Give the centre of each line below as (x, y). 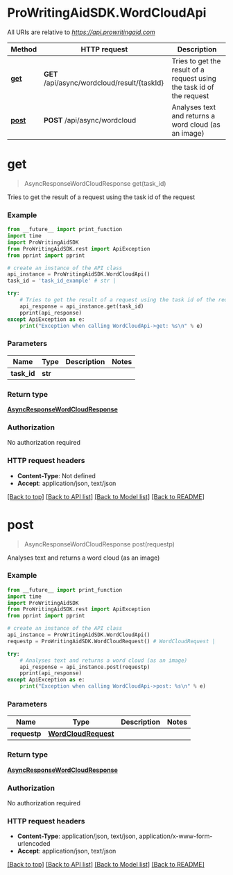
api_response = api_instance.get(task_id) (82, 306)
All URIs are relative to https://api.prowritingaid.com (81, 32)
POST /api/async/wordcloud (90, 120)
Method (24, 49)
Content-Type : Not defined (56, 475)
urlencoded (34, 844)
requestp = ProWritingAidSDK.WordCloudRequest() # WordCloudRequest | (111, 641)
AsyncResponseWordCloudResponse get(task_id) (95, 183)
